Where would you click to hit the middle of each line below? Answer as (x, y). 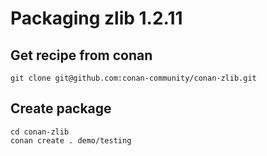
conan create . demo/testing (71, 140)
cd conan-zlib (40, 132)
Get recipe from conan (81, 55)
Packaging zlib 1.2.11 (96, 18)
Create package (61, 108)
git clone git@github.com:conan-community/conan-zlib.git (133, 78)
